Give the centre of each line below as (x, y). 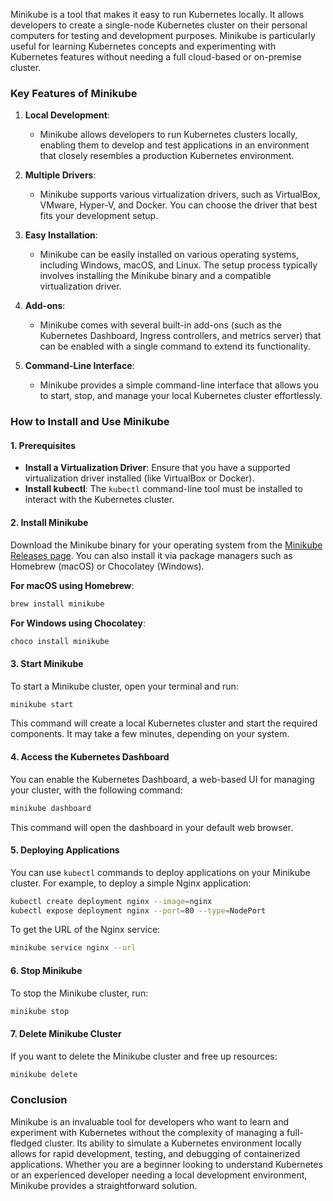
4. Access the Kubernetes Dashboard (90, 757)
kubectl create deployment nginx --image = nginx (111, 901)
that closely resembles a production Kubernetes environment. (167, 156)
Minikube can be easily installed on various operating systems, (169, 255)
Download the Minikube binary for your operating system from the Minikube (166, 545)
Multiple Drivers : (60, 175)
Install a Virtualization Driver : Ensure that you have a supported (157, 468)
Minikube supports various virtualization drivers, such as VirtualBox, (180, 195)
